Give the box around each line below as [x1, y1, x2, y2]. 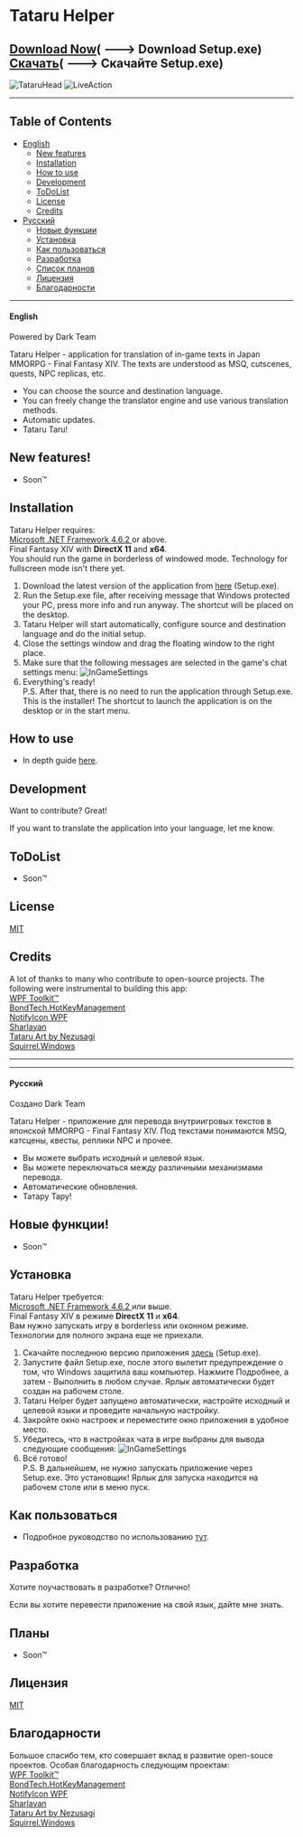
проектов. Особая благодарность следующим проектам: [9, 1759, 230, 1770]
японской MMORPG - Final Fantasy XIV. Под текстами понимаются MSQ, [9, 1125, 287, 1136]
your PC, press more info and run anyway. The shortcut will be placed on [22, 599, 294, 610]
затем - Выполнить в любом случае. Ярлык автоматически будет [22, 1375, 275, 1387]
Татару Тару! [22, 1190, 72, 1202]
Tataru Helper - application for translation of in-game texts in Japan [9, 349, 261, 360]
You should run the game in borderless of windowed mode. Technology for [9, 553, 289, 564]
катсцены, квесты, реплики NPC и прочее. [9, 1135, 173, 1146]
